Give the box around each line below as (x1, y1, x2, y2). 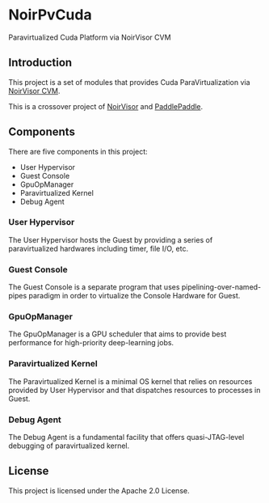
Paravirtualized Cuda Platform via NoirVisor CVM (8, 32, 171, 42)
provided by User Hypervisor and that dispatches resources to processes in (8, 385, 261, 395)
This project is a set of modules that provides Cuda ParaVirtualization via (8, 77, 250, 87)
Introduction (8, 56, 73, 70)
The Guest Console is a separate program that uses (8, 282, 180, 292)
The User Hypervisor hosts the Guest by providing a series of (8, 235, 213, 244)
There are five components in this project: (8, 146, 148, 156)
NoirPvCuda (8, 6, 92, 24)
